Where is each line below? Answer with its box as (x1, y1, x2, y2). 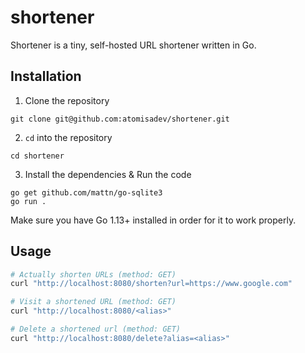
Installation (10, 68, 82, 85)
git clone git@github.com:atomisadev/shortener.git (10, 114, 230, 124)
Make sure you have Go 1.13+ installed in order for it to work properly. (10, 214, 297, 226)
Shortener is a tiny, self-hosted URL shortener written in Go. (10, 39, 257, 51)
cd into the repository (24, 131, 113, 143)
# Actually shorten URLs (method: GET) (10, 269, 177, 280)
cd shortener (10, 151, 65, 161)
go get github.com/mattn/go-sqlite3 (10, 187, 163, 198)
